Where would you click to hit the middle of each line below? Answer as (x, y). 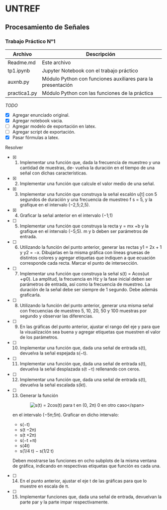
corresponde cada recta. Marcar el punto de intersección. (79, 263)
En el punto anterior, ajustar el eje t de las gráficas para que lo (83, 481)
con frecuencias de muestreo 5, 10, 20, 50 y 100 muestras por (83, 311)
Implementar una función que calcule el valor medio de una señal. (87, 184)
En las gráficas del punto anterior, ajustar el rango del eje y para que (90, 327)
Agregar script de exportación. (44, 132)
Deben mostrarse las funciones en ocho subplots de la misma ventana (84, 461)
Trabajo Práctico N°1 (30, 41)
